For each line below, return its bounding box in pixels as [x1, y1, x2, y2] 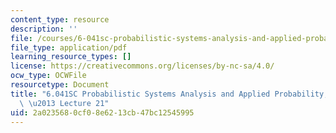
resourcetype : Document [10, 80, 110, 90]
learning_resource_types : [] [10, 52, 132, 62]
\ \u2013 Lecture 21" [19, 98, 110, 108]
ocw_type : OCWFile [10, 71, 87, 81]
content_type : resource [10, 14, 110, 25]
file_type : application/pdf [10, 42, 128, 53]
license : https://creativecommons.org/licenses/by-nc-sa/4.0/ [10, 61, 275, 71]
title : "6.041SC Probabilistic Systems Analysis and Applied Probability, [10, 89, 329, 99]
